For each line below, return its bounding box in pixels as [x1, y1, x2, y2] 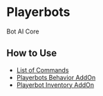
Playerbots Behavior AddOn [16, 73, 96, 81]
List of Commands [16, 65, 69, 74]
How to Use [6, 47, 57, 59]
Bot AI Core [6, 27, 39, 35]
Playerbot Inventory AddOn [16, 81, 95, 89]
